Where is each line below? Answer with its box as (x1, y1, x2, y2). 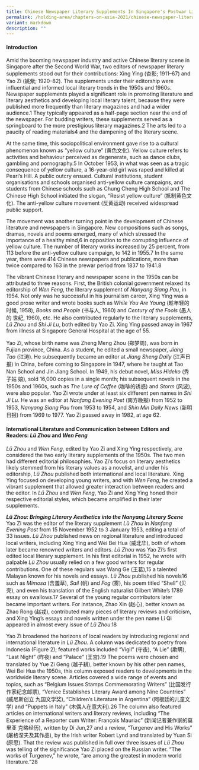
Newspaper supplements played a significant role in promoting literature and (6, 90, 193, 98)
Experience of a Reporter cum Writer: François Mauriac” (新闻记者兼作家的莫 (6, 717, 193, 724)
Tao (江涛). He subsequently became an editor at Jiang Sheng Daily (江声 (6, 353, 185, 360)
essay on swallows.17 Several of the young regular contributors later (6, 593, 173, 600)
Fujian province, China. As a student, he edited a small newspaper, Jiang (6, 346, 184, 353)
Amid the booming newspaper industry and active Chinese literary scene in (6, 57, 190, 64)
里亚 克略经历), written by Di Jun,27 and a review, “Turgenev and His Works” (6, 724, 192, 731)
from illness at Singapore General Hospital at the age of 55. (6, 327, 150, 334)
